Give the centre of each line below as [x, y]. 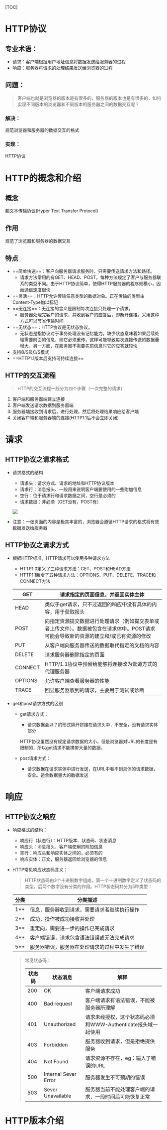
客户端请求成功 [103, 991]
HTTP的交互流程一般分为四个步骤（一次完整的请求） [71, 388]
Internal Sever [60, 1074]
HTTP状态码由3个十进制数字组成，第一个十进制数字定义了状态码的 [93, 880]
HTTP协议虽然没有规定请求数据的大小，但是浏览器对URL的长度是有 [89, 741]
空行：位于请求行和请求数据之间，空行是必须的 [68, 496]
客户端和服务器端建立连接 [39, 399]
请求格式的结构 [28, 472]
